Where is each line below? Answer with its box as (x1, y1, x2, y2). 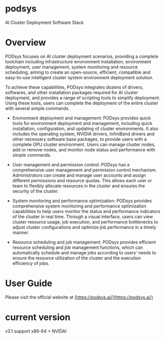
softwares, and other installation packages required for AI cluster (5, 89, 138, 95)
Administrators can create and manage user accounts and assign (12, 172, 146, 178)
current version (5, 312, 71, 323)
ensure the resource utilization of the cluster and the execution (12, 255, 141, 261)
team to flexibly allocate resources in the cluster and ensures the (12, 183, 145, 189)
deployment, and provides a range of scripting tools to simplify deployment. (5, 95, 161, 101)
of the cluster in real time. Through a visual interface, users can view (12, 214, 153, 220)
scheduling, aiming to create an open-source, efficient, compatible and (5, 69, 151, 75)
